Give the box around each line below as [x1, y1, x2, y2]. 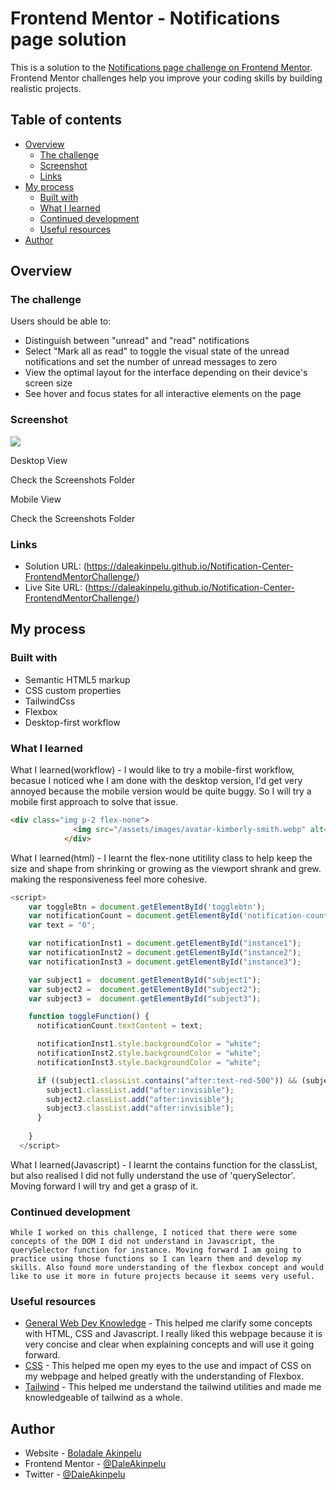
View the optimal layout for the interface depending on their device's [24, 367, 308, 379]
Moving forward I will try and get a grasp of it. [10, 1180, 199, 1192]
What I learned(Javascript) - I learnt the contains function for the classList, [10, 1158, 318, 1171]
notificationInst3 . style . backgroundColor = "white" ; [36, 1057, 262, 1067]
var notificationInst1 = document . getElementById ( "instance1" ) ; [28, 938, 302, 949]
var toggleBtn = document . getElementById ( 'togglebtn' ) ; [28, 902, 267, 912]
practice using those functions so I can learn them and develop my [10, 1254, 302, 1264]
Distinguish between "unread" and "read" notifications [24, 335, 250, 347]
